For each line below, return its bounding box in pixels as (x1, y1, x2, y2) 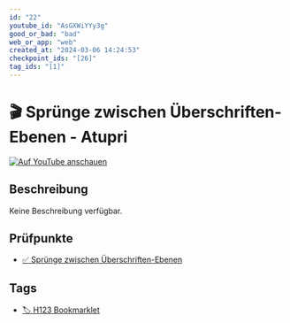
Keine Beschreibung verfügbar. (9, 205, 123, 216)
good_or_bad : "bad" (9, 29, 81, 38)
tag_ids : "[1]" (9, 63, 65, 72)
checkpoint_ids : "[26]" (9, 54, 97, 63)
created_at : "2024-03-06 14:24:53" (9, 46, 141, 55)
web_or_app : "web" (9, 37, 77, 47)
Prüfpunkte (9, 231, 73, 246)
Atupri (80, 127, 128, 147)
